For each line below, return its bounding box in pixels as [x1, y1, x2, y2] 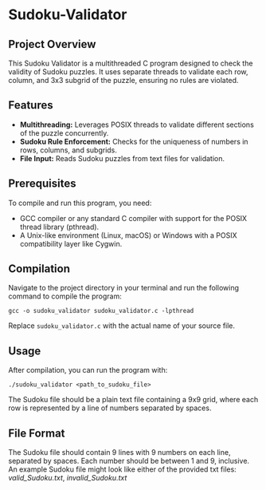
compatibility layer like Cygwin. [19, 239, 123, 248]
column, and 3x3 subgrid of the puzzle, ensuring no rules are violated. [8, 76, 239, 85]
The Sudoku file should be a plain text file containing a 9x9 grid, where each [8, 395, 259, 405]
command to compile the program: [8, 291, 122, 301]
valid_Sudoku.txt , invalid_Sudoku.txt [8, 473, 127, 483]
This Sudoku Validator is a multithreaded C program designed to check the [8, 58, 253, 68]
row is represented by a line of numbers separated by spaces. [8, 403, 212, 413]
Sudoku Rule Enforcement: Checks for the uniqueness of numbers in [19, 136, 248, 146]
